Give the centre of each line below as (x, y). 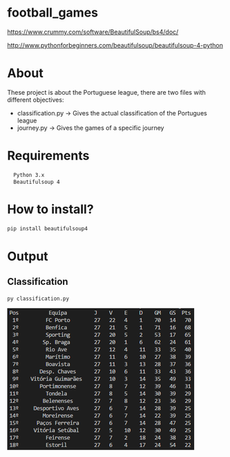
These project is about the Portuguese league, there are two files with (106, 92)
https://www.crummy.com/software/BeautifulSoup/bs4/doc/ (93, 32)
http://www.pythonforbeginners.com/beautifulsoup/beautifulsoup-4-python (115, 45)
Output (28, 256)
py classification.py (38, 299)
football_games (53, 13)
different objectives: (36, 100)
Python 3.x (29, 175)
